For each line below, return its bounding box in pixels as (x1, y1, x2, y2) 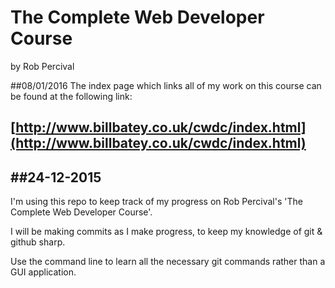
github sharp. (10, 236, 66, 248)
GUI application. (10, 266, 77, 278)
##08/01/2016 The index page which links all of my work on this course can (10, 79, 322, 91)
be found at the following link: (10, 90, 133, 102)
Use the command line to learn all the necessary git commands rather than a (10, 256, 326, 268)
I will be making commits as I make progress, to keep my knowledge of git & (10, 226, 323, 238)
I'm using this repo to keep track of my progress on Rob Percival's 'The (10, 196, 303, 208)
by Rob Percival (10, 60, 75, 72)
